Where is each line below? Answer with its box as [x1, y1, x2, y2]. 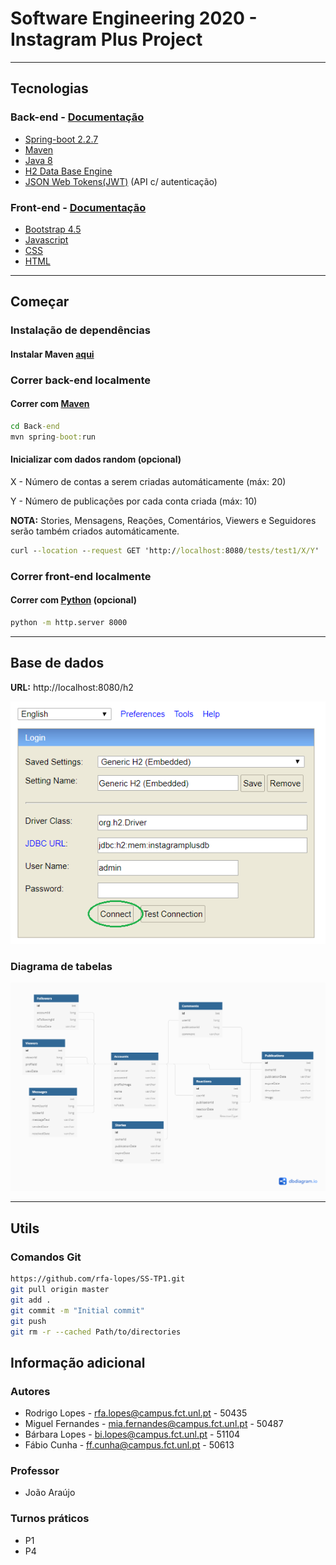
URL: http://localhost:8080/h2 [10, 681, 134, 693]
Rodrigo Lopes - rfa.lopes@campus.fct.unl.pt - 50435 [24, 1407, 248, 1419]
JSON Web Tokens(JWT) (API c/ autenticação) [24, 175, 218, 187]
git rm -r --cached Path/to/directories [10, 1327, 182, 1337]
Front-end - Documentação [10, 200, 147, 214]
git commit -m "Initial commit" [10, 1305, 145, 1316]
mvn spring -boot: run [10, 432, 97, 442]
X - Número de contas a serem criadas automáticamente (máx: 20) [10, 475, 287, 487]
